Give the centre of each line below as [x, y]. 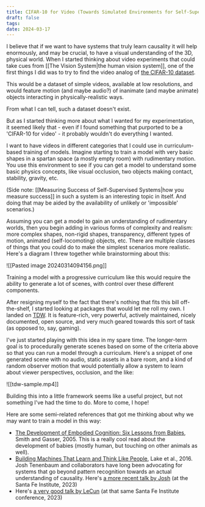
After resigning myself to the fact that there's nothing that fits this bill [93, 302]
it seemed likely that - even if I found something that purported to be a [95, 127]
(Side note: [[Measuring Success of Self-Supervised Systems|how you [95, 190]
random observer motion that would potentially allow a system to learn [95, 366]
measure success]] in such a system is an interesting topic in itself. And [96, 197]
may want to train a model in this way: [54, 421]
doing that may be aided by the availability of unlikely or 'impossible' [92, 203]
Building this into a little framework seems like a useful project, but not [95, 396]
